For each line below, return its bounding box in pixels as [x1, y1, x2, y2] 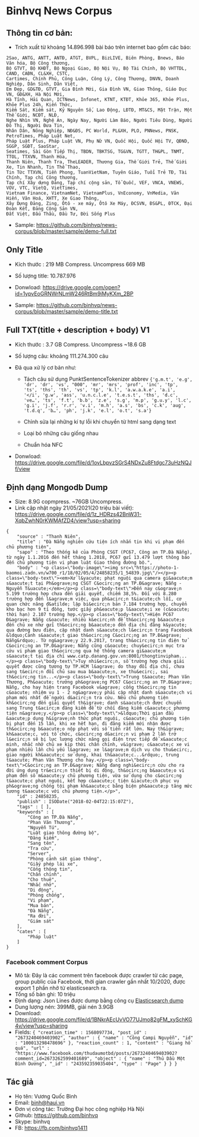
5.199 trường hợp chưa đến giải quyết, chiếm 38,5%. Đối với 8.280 [6, 591, 177, 597]
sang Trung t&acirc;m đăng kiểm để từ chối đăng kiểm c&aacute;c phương [6, 705, 190, 711]
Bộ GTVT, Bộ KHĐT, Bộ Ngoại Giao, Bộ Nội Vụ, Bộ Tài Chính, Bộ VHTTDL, [6, 65, 187, 71]
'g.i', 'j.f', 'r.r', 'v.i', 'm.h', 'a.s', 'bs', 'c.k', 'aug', [23, 402, 187, 408]
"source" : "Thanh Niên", [17, 533, 81, 540]
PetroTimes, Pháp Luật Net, [6, 133, 76, 139]
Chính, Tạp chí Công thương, [6, 175, 78, 181]
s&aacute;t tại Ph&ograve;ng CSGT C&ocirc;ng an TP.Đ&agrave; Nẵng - [6, 580, 182, 586]
